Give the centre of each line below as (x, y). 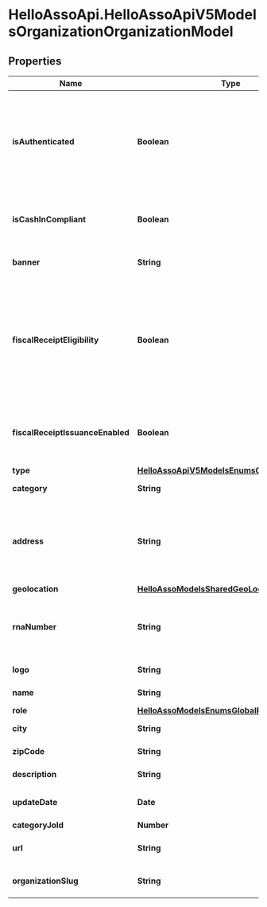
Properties (35, 61)
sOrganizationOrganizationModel (121, 31)
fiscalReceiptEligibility (56, 340)
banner (26, 262)
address (28, 541)
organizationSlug (45, 881)
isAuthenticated (43, 141)
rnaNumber (35, 627)
